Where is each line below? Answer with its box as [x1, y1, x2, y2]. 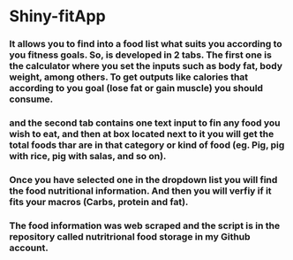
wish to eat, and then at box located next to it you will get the [9, 128, 274, 141]
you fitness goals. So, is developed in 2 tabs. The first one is [9, 49, 272, 61]
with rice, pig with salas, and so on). [9, 150, 167, 163]
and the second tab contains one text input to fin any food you [9, 117, 281, 129]
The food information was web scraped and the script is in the [9, 219, 281, 232]
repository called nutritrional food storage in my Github [9, 230, 251, 242]
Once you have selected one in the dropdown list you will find [9, 173, 278, 186]
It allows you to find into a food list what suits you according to [9, 38, 282, 50]
